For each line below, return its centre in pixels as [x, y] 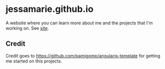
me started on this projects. [34, 61]
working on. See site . [27, 28]
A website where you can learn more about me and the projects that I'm [79, 23]
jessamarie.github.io [50, 9]
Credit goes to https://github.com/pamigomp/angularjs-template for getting [83, 56]
